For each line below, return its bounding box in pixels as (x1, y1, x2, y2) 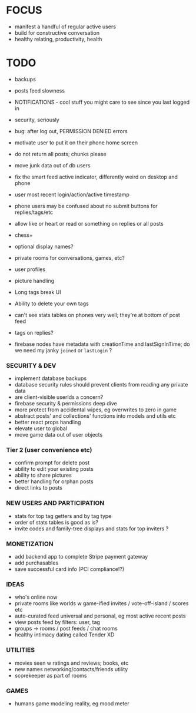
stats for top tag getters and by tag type (14, 512, 112, 519)
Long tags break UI (14, 288, 61, 295)
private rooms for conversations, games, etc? (14, 254, 125, 261)
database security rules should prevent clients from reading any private (14, 381, 188, 388)
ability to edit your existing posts (14, 466, 94, 473)
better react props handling (14, 419, 81, 426)
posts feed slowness (14, 87, 65, 94)
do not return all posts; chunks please (14, 150, 107, 157)
